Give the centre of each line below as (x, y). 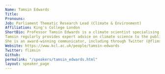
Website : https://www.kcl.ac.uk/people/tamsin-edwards (62, 46)
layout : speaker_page (27, 64)
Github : (13, 55)
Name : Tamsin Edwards (27, 9)
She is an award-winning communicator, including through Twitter (74, 41)
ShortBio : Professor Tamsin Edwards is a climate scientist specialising (82, 32)
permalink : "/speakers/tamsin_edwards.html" (51, 59)
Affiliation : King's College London (42, 28)
